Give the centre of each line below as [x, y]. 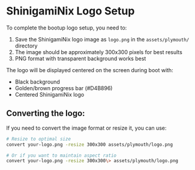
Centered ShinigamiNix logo [49, 94]
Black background [37, 82]
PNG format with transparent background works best [80, 58]
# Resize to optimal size [38, 139]
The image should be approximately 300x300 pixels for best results [99, 52]
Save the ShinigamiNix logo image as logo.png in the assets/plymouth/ [102, 39]
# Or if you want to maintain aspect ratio [61, 155]
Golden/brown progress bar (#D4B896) [64, 88]
